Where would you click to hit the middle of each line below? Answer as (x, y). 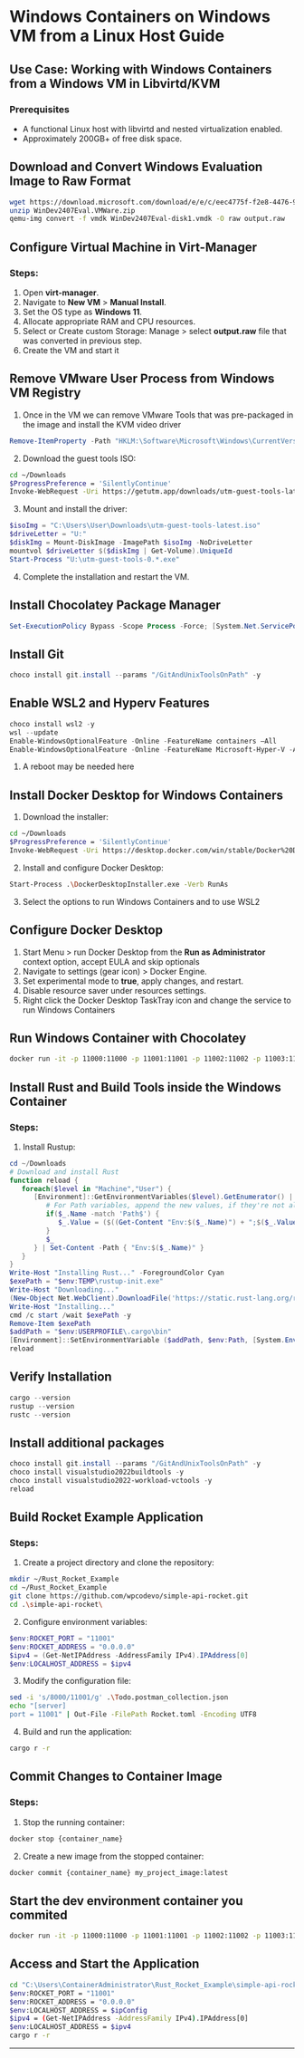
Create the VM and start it (71, 350)
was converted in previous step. (82, 341)
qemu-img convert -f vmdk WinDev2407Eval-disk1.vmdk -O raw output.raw (147, 219)
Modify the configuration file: (76, 1681)
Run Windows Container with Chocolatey (128, 1038)
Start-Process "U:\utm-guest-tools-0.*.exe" (95, 559)
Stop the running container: (73, 1822)
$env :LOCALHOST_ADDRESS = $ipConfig (78, 2010)
